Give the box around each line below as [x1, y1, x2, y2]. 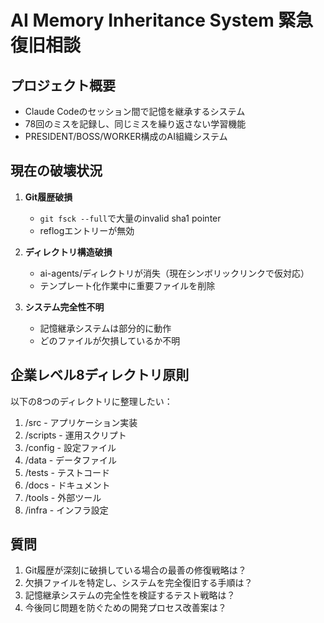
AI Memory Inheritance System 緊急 [10, 9, 314, 32]
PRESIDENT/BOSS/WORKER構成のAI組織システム [24, 131, 228, 142]
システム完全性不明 [24, 301, 105, 313]
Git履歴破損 [24, 191, 73, 203]
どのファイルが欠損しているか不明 [39, 334, 181, 346]
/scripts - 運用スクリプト [24, 429, 127, 441]
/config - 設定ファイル [24, 441, 117, 453]
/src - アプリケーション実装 [24, 416, 138, 428]
